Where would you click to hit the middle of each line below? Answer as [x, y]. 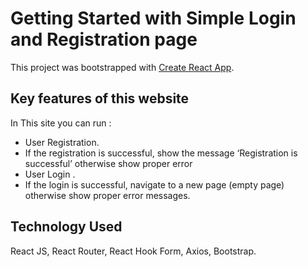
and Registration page [104, 39]
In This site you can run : [61, 123]
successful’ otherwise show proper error [108, 163]
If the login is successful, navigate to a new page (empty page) [154, 184]
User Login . [50, 174]
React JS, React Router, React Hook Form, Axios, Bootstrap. [133, 251]
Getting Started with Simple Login [153, 18]
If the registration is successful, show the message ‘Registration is [161, 153]
